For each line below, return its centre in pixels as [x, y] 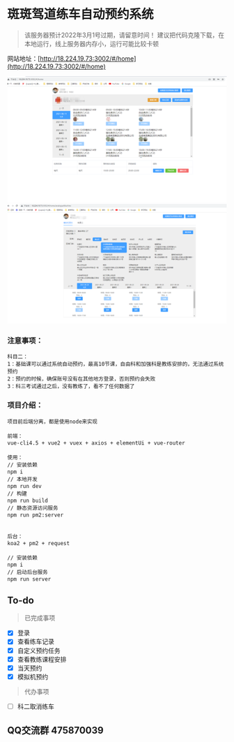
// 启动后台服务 [28, 572]
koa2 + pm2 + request [39, 543]
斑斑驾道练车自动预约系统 [81, 14]
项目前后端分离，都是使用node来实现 [52, 422]
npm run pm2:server [36, 515]
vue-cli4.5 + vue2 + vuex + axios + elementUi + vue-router [96, 443]
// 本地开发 [23, 479]
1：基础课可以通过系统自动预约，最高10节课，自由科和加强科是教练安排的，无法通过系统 [116, 364]
